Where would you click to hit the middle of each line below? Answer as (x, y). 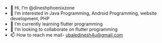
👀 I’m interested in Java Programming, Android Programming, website (83, 13)
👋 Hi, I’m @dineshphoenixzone (42, 8)
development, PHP (30, 18)
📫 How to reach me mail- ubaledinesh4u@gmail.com (67, 35)
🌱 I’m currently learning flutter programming (56, 24)
